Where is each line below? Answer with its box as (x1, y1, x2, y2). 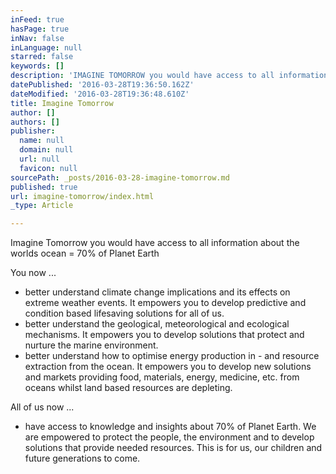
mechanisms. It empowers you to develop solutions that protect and (24, 329, 305, 341)
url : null (19, 154, 60, 164)
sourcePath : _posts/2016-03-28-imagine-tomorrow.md (10, 172, 230, 183)
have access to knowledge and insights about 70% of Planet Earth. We (24, 421, 317, 433)
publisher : (10, 126, 56, 136)
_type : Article (10, 201, 74, 211)
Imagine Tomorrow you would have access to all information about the (10, 237, 300, 249)
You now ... (10, 267, 57, 279)
